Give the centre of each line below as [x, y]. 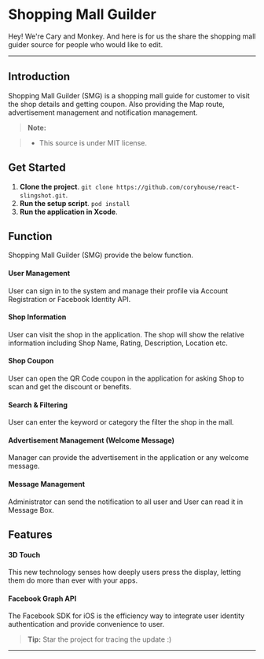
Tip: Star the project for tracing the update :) [99, 639]
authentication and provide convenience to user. [86, 624]
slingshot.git [42, 195]
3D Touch [24, 554]
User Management [39, 273]
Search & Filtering [38, 405]
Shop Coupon [31, 361]
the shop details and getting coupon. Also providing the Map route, [117, 104]
